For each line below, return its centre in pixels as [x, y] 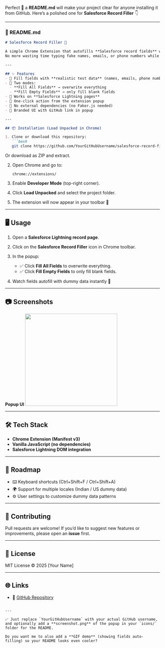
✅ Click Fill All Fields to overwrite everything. [66, 266]
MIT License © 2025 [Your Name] [39, 565]
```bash [19, 142]
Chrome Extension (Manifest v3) [46, 439]
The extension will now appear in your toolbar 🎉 [60, 202]
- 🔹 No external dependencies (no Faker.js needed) [59, 106]
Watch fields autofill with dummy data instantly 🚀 [62, 281]
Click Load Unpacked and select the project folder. [64, 193]
